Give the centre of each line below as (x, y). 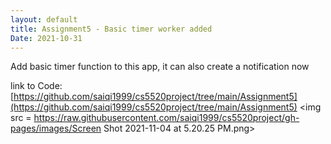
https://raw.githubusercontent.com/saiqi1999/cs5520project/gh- (166, 118)
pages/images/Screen (56, 128)
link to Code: (36, 86)
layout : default (44, 19)
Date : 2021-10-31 (46, 38)
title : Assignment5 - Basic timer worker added (111, 29)
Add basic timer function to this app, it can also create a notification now (160, 67)
